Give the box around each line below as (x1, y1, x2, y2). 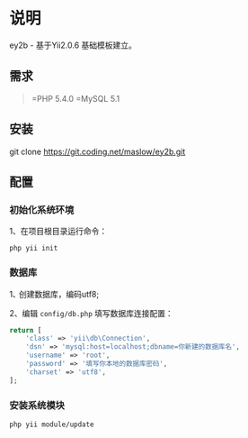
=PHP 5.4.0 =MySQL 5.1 (31, 93, 120, 104)
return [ (9, 325, 42, 334)
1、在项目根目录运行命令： (9, 226, 108, 237)
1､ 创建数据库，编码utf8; (9, 288, 100, 299)
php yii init (9, 244, 58, 253)
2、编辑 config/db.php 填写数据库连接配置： (9, 307, 173, 318)
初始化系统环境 (9, 204, 75, 216)
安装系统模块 (9, 398, 66, 411)
